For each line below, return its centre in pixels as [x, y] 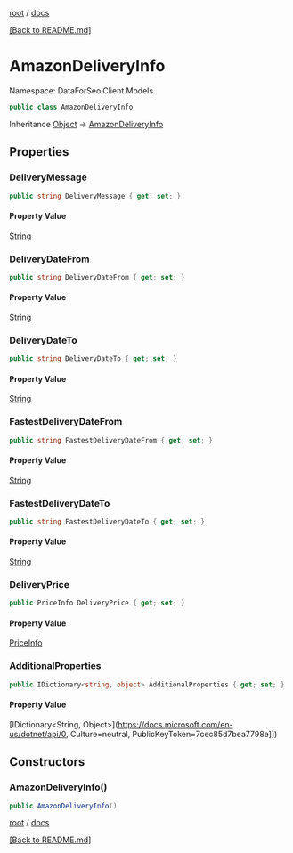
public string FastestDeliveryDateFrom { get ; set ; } [111, 440]
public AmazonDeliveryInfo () [63, 806]
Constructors [47, 762]
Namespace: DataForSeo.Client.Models [81, 90]
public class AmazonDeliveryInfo [71, 107]
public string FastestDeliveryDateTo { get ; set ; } [107, 522]
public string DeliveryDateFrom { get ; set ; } [97, 277]
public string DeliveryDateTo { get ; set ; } [93, 359]
